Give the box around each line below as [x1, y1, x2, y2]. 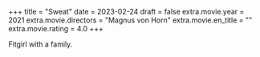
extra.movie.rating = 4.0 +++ [8, 24, 104, 33]
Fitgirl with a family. [8, 39, 73, 49]
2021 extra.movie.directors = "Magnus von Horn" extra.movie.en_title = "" [8, 15, 253, 25]
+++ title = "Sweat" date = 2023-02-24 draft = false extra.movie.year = [8, 7, 245, 16]
